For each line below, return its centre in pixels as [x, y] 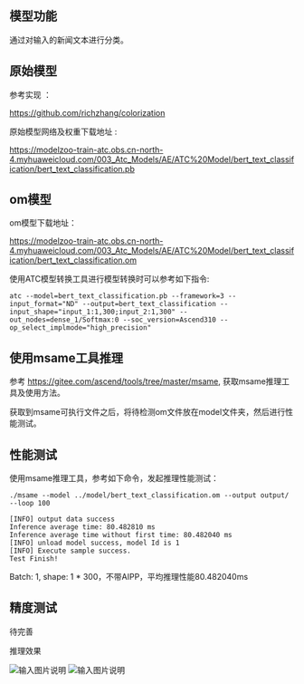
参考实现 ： [30, 94]
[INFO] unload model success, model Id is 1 [95, 543]
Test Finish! [34, 559]
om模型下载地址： [43, 223]
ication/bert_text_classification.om [73, 260]
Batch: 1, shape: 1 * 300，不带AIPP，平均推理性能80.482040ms [129, 577]
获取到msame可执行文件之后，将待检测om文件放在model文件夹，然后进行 [147, 412]
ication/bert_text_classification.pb [72, 169]
